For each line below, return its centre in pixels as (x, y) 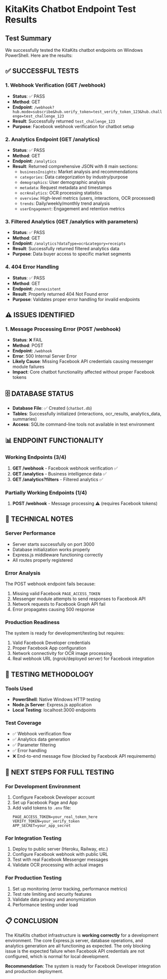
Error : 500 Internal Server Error (45, 356)
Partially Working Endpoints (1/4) (46, 492)
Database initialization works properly (51, 549)
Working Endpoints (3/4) (36, 457)
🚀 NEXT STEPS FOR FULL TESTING (60, 772)
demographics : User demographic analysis (63, 182)
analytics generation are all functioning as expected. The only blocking (78, 946)
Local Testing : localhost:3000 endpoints (54, 710)
